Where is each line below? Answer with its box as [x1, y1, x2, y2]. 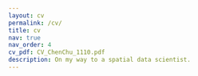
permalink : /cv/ [8, 19, 62, 27]
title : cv [8, 26, 42, 34]
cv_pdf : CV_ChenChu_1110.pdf [8, 48, 105, 56]
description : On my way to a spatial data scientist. [8, 56, 192, 64]
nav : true [8, 33, 42, 42]
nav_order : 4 [8, 41, 52, 49]
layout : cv [8, 11, 45, 20]
